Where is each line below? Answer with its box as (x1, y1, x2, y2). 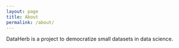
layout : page (6, 8, 39, 15)
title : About (6, 14, 39, 20)
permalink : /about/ (6, 19, 55, 25)
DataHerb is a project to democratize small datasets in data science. (6, 36, 174, 43)
